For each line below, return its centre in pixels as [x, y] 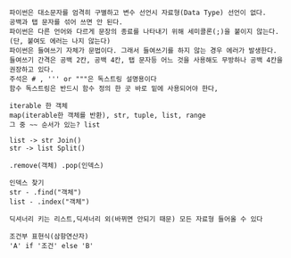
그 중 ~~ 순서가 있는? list [55, 125]
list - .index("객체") [50, 202]
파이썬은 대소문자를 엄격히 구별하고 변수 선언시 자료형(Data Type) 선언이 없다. [138, 12]
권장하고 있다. [32, 70]
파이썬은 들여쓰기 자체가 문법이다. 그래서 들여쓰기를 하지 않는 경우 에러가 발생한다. [143, 51]
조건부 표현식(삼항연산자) [49, 237]
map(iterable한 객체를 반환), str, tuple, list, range [108, 115]
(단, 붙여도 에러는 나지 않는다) [60, 41]
